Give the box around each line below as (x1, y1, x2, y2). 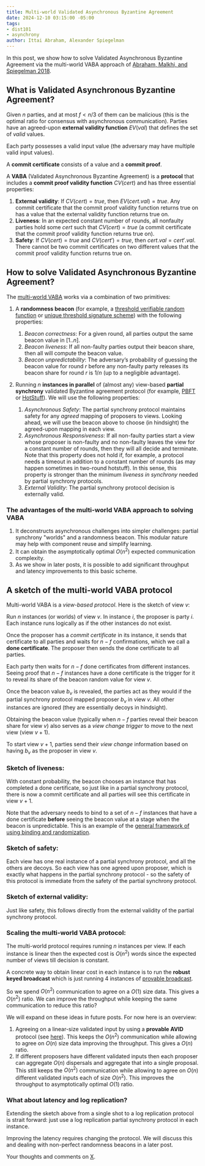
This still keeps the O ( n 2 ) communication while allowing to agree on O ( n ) (15, 1066, 199, 1074)
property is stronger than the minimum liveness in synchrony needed (24, 471, 198, 478)
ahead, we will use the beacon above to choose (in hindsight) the (24, 418, 189, 426)
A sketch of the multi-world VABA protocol (6, 585, 173, 595)
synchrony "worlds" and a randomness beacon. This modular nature (15, 534, 188, 541)
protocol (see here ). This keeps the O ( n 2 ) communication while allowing (15, 1032, 197, 1040)
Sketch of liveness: (6, 763, 65, 772)
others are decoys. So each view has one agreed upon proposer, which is (6, 865, 192, 872)
